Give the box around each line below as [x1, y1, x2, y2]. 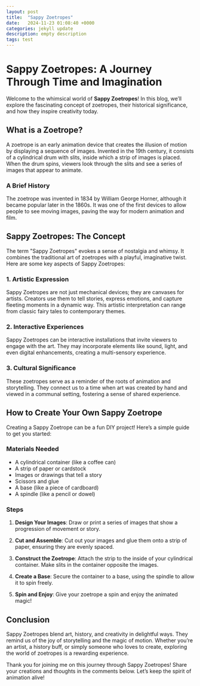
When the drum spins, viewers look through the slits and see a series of [6, 160, 183, 167]
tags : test [6, 37, 33, 43]
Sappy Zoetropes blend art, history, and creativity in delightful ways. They [6, 630, 188, 637]
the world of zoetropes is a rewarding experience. [6, 649, 129, 657]
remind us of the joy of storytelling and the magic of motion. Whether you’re [6, 636, 193, 644]
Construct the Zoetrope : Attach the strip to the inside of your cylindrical [14, 555, 193, 562]
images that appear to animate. [6, 166, 83, 174]
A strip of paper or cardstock [14, 465, 87, 472]
